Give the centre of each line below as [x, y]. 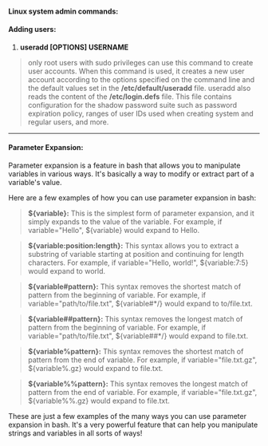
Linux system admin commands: [63, 11]
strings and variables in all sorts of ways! [75, 433]
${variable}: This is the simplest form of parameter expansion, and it [141, 213]
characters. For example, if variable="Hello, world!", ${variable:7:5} [138, 262]
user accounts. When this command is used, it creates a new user [136, 71]
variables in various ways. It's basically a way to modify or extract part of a [131, 174]
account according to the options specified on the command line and [141, 79]
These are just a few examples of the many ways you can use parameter [128, 416]
